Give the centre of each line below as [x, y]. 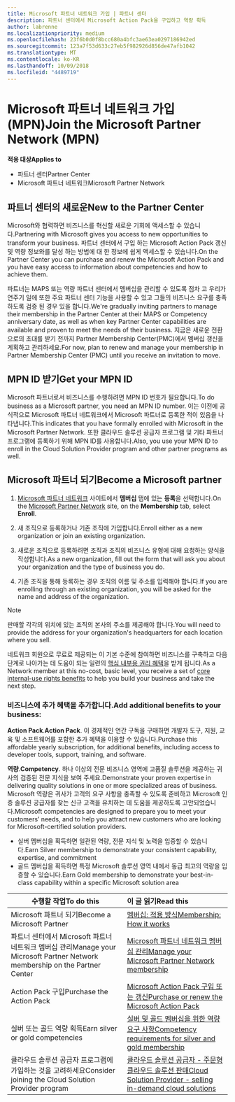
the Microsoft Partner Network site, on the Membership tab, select [114, 506]
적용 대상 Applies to [34, 160]
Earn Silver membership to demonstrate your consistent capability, [121, 850]
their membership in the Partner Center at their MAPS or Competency [107, 314]
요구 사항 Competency [162, 1029]
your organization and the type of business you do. [91, 567]
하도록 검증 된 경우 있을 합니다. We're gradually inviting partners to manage [112, 306]
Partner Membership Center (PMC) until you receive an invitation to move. [114, 355]
